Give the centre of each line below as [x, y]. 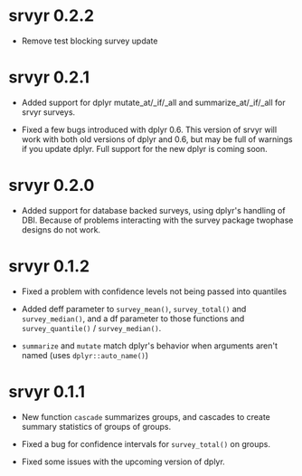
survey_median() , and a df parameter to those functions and [133, 319]
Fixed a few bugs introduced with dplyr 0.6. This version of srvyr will [149, 129]
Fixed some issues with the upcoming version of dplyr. [123, 462]
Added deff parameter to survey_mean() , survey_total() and [134, 309]
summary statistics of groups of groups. [96, 426]
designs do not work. [61, 229]
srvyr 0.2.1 [49, 77]
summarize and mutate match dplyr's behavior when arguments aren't [149, 346]
